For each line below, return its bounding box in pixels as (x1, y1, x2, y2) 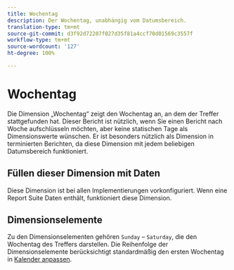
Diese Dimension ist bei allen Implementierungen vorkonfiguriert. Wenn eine (7, 186, 228, 195)
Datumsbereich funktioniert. (7, 147, 89, 155)
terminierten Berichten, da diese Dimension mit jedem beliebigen (7, 139, 195, 148)
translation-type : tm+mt (7, 23, 80, 30)
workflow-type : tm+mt (7, 37, 71, 44)
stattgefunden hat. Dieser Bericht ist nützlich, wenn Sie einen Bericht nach (7, 117, 223, 125)
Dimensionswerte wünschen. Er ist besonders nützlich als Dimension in (7, 132, 214, 140)
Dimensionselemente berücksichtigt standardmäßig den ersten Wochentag (7, 247, 224, 256)
